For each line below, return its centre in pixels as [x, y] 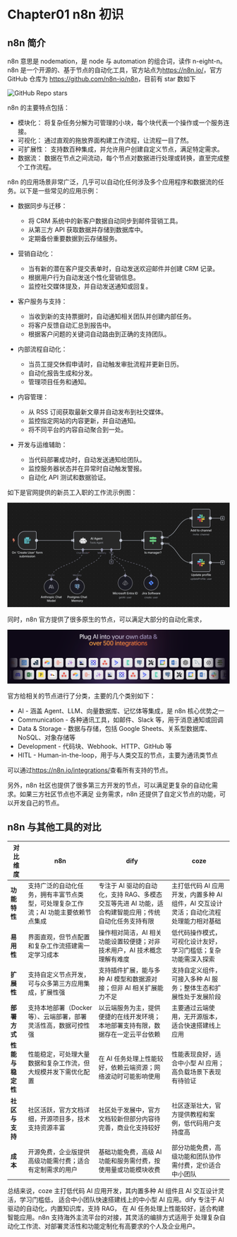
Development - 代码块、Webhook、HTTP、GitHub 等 [95, 746]
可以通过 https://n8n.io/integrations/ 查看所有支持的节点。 [90, 770]
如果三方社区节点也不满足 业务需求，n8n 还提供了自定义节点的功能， [120, 794]
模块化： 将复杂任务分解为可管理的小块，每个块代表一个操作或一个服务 [120, 122]
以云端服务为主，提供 [129, 1008]
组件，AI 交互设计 [197, 904]
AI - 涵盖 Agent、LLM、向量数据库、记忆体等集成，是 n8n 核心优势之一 [121, 710]
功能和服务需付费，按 [129, 1161]
